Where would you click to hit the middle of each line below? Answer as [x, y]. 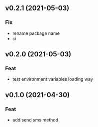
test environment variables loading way [53, 79]
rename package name [36, 33]
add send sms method [35, 120]
